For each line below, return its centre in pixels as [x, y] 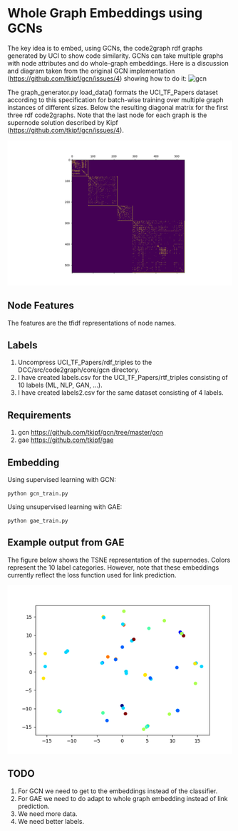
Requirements [39, 415]
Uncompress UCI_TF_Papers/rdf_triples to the [85, 363]
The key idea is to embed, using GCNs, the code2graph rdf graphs [105, 48]
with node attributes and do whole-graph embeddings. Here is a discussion [118, 63]
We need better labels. [51, 821]
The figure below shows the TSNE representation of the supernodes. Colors [119, 560]
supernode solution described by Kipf [63, 122]
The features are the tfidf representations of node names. [92, 323]
